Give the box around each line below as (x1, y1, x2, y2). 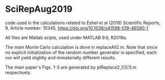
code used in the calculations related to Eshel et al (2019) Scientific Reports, (5, 20, 161, 26)
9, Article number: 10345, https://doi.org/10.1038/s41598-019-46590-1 (5, 25, 149, 31)
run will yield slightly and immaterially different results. (5, 54, 116, 60)
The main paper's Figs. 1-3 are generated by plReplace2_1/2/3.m (5, 64, 137, 70)
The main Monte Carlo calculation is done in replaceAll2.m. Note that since (5, 44, 158, 50)
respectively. (5, 69, 31, 75)
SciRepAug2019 (5, 3, 73, 15)
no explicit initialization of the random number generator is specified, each (5, 49, 157, 55)
